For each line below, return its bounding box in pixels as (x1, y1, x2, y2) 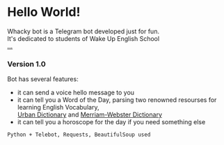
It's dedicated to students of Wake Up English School (7, 34, 160, 42)
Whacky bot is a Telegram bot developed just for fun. (7, 27, 160, 35)
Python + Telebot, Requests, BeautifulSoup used (7, 131, 151, 139)
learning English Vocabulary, (17, 103, 99, 112)
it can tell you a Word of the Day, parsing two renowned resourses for (17, 96, 217, 104)
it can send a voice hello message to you (17, 88, 134, 97)
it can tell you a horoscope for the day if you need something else (17, 118, 206, 126)
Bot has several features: (7, 75, 79, 83)
